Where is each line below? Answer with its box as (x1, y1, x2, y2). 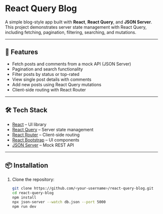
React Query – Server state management (12, 126, 94, 132)
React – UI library (12, 121, 47, 127)
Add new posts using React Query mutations (12, 81, 102, 88)
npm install (12, 195, 36, 200)
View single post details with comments (12, 76, 92, 82)
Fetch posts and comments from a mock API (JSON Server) (12, 61, 131, 67)
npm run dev (12, 204, 36, 209)
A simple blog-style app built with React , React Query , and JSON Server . (5, 19, 152, 25)
